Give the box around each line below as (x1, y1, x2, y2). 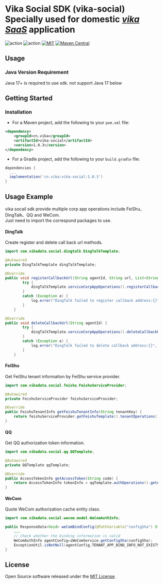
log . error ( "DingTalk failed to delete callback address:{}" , (31, 343, 158, 348)
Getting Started (5, 94, 53, 103)
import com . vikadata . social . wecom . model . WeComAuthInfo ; (5, 516, 120, 521)
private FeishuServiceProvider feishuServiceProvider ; (5, 396, 118, 401)
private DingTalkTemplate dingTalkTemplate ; (5, 262, 97, 267)
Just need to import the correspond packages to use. (5, 218, 112, 223)
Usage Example (5, 192, 53, 201)
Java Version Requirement (5, 69, 69, 76)
